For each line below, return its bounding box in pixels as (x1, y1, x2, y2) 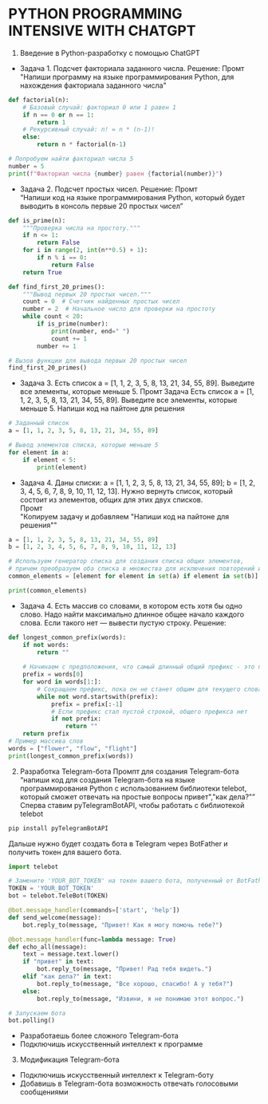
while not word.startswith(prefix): (37, 692, 159, 700)
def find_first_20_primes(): (8, 282, 105, 291)
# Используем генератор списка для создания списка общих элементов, (8, 558, 245, 566)
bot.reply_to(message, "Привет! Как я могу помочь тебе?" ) (22, 921, 223, 929)
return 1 (37, 118, 66, 126)
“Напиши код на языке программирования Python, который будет (19, 192, 246, 202)
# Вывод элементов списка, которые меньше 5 (8, 441, 159, 449)
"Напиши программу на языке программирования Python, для (19, 72, 235, 81)
